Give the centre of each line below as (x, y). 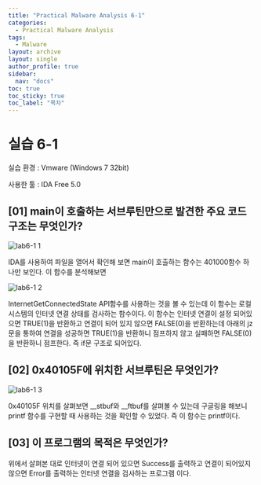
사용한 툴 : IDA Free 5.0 (44, 185)
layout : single (33, 60)
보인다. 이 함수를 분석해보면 (65, 271)
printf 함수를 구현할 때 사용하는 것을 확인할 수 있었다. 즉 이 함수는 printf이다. (124, 415)
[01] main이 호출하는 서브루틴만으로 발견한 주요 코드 (127, 212)
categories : (27, 23)
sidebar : (22, 74)
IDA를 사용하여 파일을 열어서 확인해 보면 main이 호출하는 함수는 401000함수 (125, 262)
